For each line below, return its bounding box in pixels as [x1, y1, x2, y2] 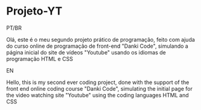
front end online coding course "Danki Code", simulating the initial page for [6, 85, 193, 92]
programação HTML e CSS [6, 55, 74, 62]
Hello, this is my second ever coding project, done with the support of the [6, 79, 190, 86]
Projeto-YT [6, 4, 63, 18]
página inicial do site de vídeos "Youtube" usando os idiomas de [6, 48, 166, 56]
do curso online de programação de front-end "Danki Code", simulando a [6, 42, 188, 50]
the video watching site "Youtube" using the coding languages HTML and [6, 91, 189, 99]
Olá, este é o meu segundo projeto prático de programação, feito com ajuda [6, 36, 195, 43]
